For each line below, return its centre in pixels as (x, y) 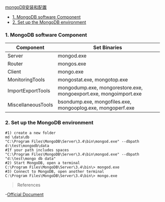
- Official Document (24, 194)
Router (15, 64)
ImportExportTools (29, 91)
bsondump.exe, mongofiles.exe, (95, 102)
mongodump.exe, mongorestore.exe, (100, 88)
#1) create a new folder (30, 133)
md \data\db (17, 137)
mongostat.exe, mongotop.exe (93, 80)
